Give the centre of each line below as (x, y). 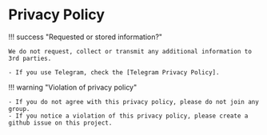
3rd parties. (30, 58)
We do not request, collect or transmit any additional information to (130, 51)
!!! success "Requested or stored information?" (85, 37)
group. (19, 109)
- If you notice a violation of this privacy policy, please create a (128, 116)
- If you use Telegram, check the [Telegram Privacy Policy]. (114, 72)
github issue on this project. (60, 123)
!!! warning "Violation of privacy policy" (73, 87)
